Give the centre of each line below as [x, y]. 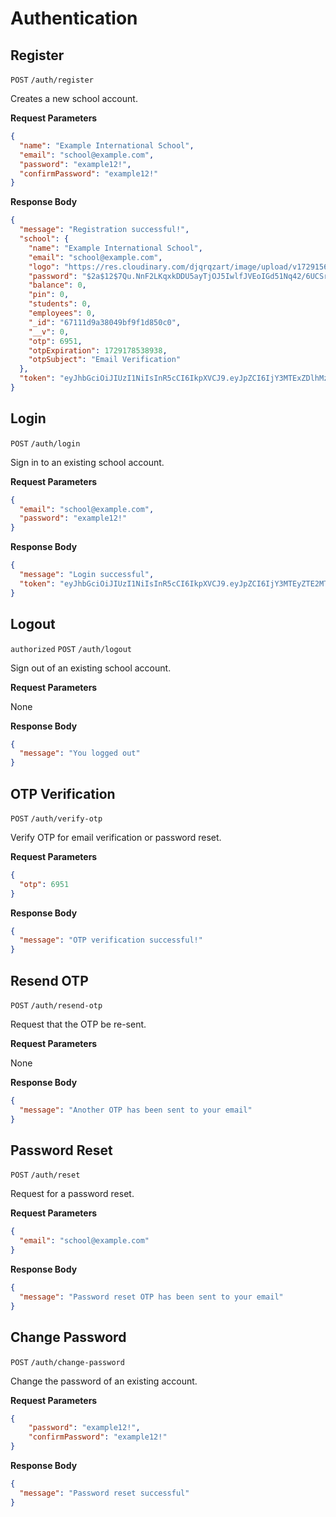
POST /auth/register [52, 80]
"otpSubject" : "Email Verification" [105, 360]
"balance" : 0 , [57, 285]
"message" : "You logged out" [80, 753]
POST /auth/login [45, 443]
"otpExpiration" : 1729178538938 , [98, 350]
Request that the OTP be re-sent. [78, 1024]
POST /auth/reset [45, 1175]
